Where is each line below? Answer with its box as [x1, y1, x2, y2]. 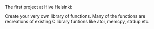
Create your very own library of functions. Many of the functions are [5, 14, 146, 19]
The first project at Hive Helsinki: [5, 4, 73, 10]
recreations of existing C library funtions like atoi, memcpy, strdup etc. [5, 19, 150, 24]
